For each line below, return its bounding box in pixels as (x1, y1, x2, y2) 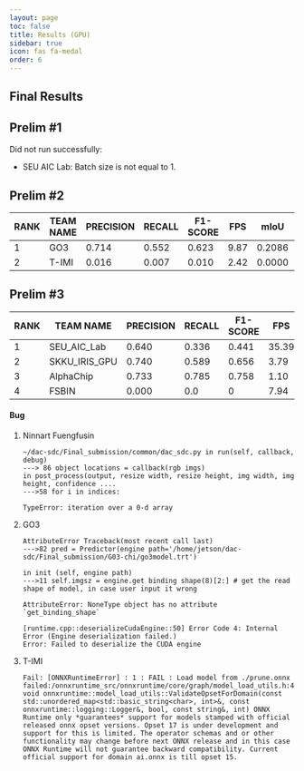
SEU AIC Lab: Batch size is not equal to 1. (22, 161, 176, 172)
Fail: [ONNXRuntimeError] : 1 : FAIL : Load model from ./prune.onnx (22, 673, 291, 683)
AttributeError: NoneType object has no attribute (22, 600, 218, 610)
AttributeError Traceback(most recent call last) (22, 537, 214, 546)
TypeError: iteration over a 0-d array (22, 503, 174, 512)
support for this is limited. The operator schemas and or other (22, 729, 274, 738)
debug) (22, 455, 48, 465)
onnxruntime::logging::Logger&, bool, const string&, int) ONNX (22, 705, 271, 715)
